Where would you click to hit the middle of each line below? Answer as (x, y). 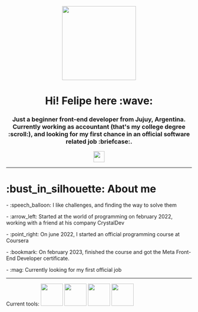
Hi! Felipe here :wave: (99, 101)
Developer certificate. (43, 258)
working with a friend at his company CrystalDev (65, 223)
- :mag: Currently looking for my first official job (64, 270)
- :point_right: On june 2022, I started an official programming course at (93, 234)
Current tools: (23, 304)
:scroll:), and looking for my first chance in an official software (99, 134)
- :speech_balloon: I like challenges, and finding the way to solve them (91, 205)
